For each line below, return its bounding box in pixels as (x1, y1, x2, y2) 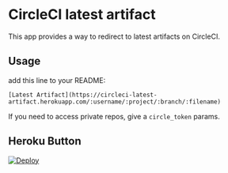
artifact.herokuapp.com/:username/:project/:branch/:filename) (8, 97, 222, 106)
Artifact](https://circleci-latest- (36, 91, 158, 99)
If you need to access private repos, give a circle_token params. (8, 111, 220, 121)
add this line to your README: (8, 75, 106, 85)
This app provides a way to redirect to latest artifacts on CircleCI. (8, 32, 220, 41)
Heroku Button (8, 134, 82, 148)
